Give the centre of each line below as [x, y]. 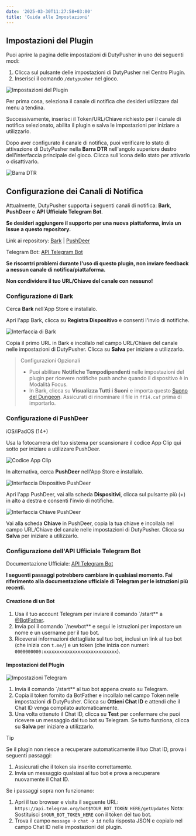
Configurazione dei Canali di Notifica [75, 191]
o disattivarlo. [23, 161]
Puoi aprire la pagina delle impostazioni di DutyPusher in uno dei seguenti [95, 55]
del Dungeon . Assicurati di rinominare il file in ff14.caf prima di [106, 397]
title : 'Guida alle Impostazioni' [48, 17]
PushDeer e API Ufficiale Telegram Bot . [55, 212]
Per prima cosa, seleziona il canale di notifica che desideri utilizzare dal [92, 101]
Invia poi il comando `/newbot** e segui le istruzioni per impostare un [98, 627]
